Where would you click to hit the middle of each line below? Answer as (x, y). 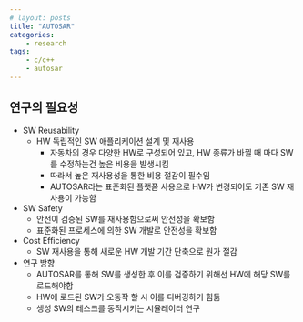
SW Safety (43, 208)
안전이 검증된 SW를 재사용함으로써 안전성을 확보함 (126, 218)
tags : (20, 52)
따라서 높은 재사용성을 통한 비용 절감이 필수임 (130, 175)
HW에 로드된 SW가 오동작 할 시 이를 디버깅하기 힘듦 (128, 297)
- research (46, 43)
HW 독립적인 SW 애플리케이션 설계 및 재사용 (115, 141)
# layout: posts (40, 18)
